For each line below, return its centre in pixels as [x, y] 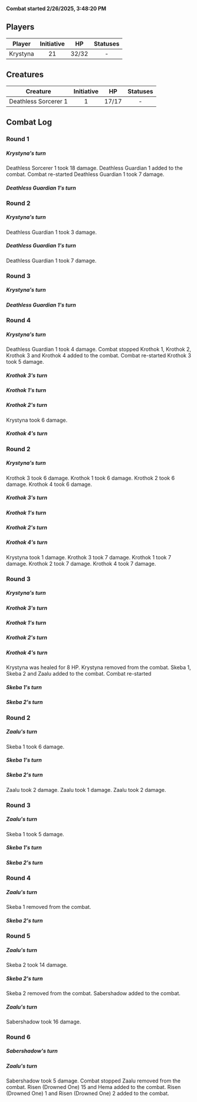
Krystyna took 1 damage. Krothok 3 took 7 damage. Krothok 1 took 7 [89, 557]
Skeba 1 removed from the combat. [49, 907]
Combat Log [29, 123]
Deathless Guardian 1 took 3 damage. [52, 232]
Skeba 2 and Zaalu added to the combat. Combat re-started [79, 674]
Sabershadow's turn [32, 1051]
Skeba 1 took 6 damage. [35, 746]
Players [20, 27]
